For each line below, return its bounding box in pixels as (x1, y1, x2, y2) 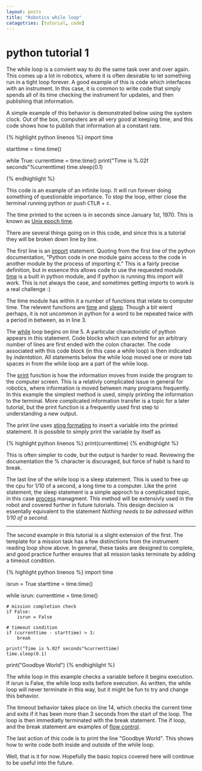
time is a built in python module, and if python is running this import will (6, 273, 183, 280)
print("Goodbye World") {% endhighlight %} (6, 662, 115, 669)
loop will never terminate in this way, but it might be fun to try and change (6, 686, 189, 693)
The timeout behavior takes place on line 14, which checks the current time (6, 704, 192, 711)
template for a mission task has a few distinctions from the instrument (6, 538, 179, 545)
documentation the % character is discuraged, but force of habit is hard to (6, 458, 191, 465)
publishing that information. (6, 97, 75, 105)
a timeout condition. (6, 557, 56, 564)
